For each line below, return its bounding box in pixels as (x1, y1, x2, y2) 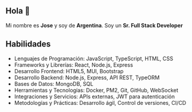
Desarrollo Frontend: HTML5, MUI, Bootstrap (14, 67, 124, 74)
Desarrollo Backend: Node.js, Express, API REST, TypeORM (14, 74, 160, 81)
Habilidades (5, 39, 51, 49)
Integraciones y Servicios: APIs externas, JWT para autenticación (14, 93, 175, 100)
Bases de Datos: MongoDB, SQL (14, 80, 93, 87)
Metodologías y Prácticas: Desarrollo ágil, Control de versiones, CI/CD (14, 99, 187, 106)
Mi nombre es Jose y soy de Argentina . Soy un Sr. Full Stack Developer (5, 21, 183, 29)
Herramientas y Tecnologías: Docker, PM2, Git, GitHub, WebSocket (14, 86, 179, 94)
